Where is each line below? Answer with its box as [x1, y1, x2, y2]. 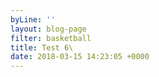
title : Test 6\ [10, 42, 74, 53]
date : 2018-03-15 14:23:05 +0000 [10, 52, 150, 62]
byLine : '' [10, 14, 56, 25]
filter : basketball [10, 33, 92, 43]
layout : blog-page [10, 24, 87, 34]
